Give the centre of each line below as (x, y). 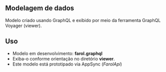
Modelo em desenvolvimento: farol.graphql (57, 53)
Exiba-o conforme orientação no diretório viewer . (63, 58)
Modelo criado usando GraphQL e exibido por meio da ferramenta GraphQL (83, 20)
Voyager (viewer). (23, 25)
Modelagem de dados (40, 8)
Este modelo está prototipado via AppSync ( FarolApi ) (67, 64)
